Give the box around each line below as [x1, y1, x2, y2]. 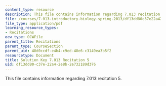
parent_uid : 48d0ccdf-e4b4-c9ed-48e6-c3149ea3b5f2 [5, 48, 112, 53]
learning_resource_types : [5, 26, 58, 30]
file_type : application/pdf [5, 21, 63, 26]
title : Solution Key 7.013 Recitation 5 [5, 57, 90, 62]
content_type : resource [5, 7, 54, 12]
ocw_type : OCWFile [5, 35, 43, 40]
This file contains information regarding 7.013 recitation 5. [5, 76, 122, 82]
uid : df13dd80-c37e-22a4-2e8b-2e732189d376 [5, 62, 96, 67]
